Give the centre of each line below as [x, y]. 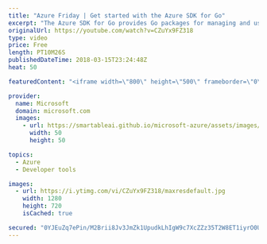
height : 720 [42, 206]
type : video [28, 38]
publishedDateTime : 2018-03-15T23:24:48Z [78, 60]
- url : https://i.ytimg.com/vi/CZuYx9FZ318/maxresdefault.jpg [120, 192]
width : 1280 [42, 199]
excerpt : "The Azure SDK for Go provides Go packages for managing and [129, 23]
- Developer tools [46, 169]
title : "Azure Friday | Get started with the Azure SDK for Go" [117, 15]
